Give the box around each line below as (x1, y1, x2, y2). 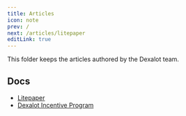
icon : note (7, 17, 39, 24)
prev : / (7, 23, 30, 30)
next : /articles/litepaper (7, 29, 86, 37)
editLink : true (7, 36, 52, 43)
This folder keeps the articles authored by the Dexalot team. (7, 55, 180, 63)
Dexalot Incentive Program (17, 101, 94, 109)
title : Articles (7, 10, 54, 17)
